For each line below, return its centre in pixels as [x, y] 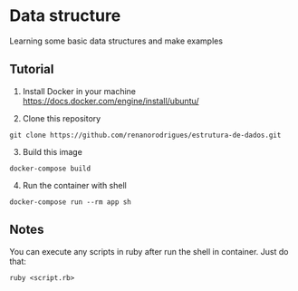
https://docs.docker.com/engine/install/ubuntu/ [111, 101]
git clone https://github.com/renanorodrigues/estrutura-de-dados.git [145, 135]
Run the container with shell [74, 185]
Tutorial [32, 69]
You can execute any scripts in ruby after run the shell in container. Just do [149, 251]
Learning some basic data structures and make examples [116, 41]
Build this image [53, 151]
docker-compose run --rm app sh [70, 202]
